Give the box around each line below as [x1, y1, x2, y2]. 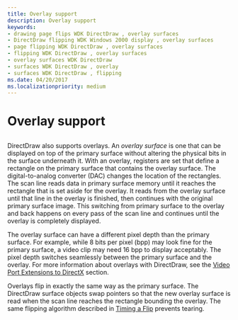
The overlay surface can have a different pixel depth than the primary [7, 230, 210, 239]
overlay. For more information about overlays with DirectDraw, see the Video [7, 260, 230, 269]
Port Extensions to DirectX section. [7, 268, 110, 276]
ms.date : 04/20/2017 [7, 76, 69, 84]
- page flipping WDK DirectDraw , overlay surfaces [7, 43, 163, 50]
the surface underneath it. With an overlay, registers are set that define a [7, 156, 220, 165]
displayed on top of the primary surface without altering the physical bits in [7, 149, 227, 157]
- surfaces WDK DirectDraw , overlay [7, 63, 119, 70]
